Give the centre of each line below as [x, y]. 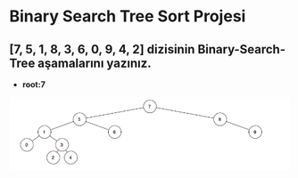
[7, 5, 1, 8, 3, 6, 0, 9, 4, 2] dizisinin [102, 49]
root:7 [34, 85]
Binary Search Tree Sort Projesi [128, 16]
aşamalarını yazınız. [94, 63]
